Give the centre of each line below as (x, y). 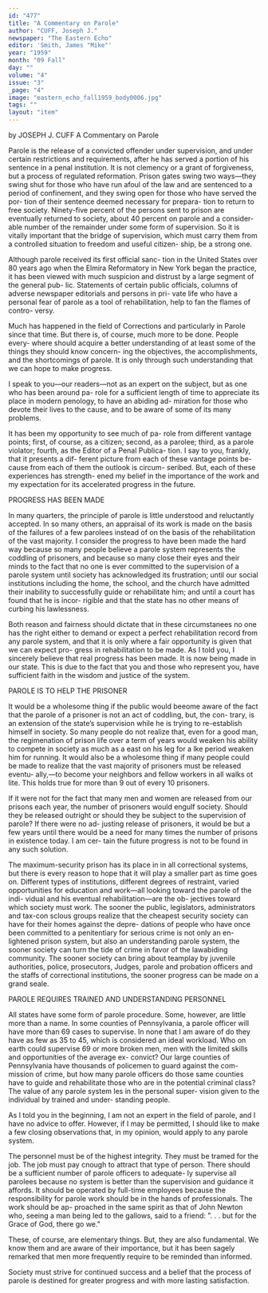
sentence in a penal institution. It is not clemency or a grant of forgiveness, (131, 168)
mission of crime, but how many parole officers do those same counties (126, 1074)
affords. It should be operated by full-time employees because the (117, 1190)
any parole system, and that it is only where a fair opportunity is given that (130, 641)
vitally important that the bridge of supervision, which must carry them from (133, 235)
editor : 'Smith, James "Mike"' (60, 46)
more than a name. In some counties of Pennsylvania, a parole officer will (129, 1023)
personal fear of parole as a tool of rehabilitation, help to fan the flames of (130, 302)
